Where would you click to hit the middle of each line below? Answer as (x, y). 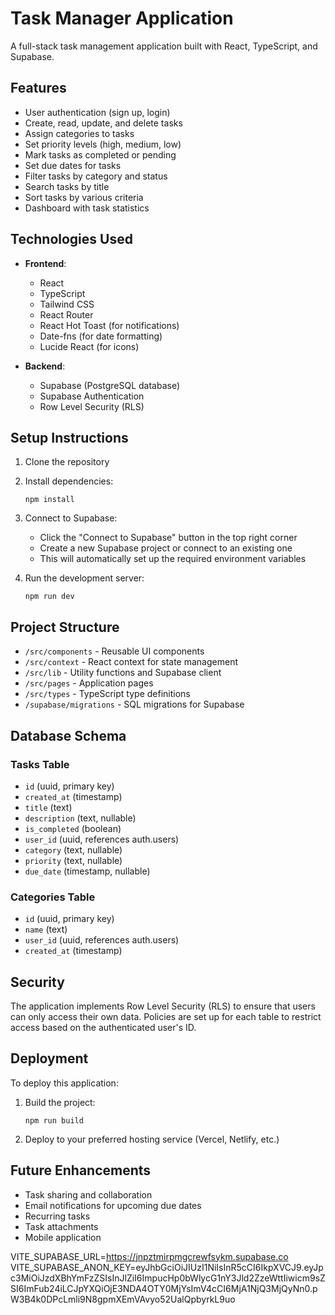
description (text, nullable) (80, 818)
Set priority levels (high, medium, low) (103, 144)
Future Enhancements (81, 1170)
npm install (49, 500)
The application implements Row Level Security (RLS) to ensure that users (163, 1006)
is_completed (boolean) (73, 828)
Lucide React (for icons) (89, 346)
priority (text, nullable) (73, 860)
